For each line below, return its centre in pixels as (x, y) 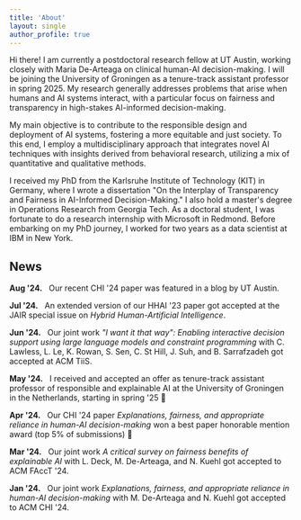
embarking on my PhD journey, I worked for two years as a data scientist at (148, 229)
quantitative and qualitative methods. (78, 164)
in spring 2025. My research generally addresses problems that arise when (148, 89)
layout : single (38, 26)
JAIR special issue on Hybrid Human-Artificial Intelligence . (118, 315)
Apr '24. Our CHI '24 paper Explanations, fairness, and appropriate (137, 416)
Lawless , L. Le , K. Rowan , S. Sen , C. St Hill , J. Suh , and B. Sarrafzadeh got (146, 352)
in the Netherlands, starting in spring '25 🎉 (88, 398)
